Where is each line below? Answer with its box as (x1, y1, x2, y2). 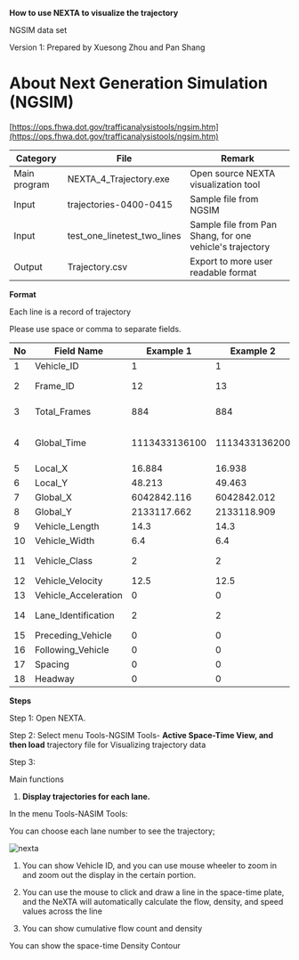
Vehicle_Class (35, 554, 93, 566)
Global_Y (35, 505, 73, 517)
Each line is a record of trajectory (9, 306, 132, 317)
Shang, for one (190, 229, 252, 241)
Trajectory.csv (67, 260, 128, 273)
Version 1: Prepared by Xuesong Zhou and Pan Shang (9, 42, 206, 53)
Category (15, 151, 57, 164)
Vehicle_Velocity (35, 574, 103, 587)
